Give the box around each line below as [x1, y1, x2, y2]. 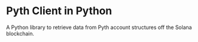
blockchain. [6, 30, 34, 37]
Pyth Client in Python [6, 4, 112, 18]
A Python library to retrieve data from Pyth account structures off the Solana [6, 24, 192, 31]
